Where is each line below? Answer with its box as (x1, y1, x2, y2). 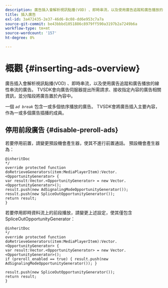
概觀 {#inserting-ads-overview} (5, 63, 140, 74)
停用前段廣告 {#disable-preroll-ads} (5, 126, 118, 134)
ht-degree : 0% (5, 36, 35, 41)
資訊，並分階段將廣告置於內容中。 (5, 93, 75, 99)
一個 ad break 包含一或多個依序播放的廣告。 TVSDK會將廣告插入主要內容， (5, 103, 160, 109)
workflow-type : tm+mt (5, 26, 50, 31)
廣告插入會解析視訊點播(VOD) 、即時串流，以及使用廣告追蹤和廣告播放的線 (5, 80, 159, 86)
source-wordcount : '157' (5, 31, 57, 36)
